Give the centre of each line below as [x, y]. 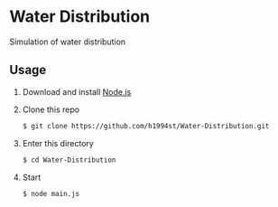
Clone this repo [51, 109]
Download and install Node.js [77, 91]
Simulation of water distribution [68, 42]
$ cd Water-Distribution [69, 160]
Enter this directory [58, 143]
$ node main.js [51, 193]
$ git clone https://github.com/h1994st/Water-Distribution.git [146, 126]
